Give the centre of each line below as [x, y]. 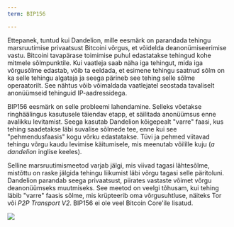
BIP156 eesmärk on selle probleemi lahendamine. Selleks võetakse [105, 106]
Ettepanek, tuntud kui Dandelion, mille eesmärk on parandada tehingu [109, 40]
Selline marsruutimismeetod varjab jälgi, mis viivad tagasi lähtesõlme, [108, 165]
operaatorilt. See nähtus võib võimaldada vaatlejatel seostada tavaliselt [111, 85]
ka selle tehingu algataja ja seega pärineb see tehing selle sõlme [101, 78]
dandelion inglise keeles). [45, 151]
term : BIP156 [27, 14]
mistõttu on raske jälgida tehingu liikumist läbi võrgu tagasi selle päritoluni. [116, 173]
